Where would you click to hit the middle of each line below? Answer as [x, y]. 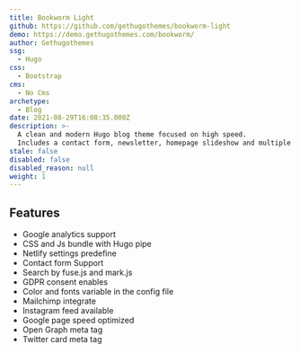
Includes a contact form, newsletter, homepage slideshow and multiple [154, 143]
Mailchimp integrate [59, 301]
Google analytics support [69, 234]
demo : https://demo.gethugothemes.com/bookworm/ [102, 34]
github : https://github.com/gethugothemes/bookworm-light [120, 26]
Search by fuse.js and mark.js [77, 273]
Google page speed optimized [78, 321]
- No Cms [34, 93]
